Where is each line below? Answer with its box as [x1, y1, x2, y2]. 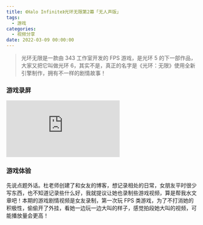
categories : [6, 25, 36, 32]
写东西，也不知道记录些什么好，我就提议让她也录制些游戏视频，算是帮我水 [6, 189, 192, 197]
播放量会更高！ [11, 212, 49, 219]
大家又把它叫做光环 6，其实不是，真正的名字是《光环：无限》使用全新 [21, 62, 196, 69]
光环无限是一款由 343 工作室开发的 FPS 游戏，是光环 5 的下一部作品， [21, 54, 196, 61]
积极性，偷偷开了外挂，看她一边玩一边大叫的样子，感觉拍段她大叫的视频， [6, 204, 192, 212]
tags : [6, 15, 20, 21]
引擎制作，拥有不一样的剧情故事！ [21, 70, 106, 76]
